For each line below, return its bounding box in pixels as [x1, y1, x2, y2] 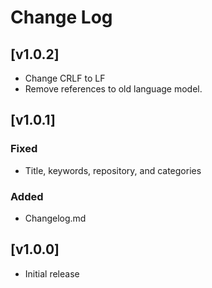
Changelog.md [24, 212, 87, 224]
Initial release [24, 267, 80, 280]
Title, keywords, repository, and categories [24, 164, 202, 176]
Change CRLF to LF [24, 72, 106, 84]
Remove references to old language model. [24, 83, 203, 95]
